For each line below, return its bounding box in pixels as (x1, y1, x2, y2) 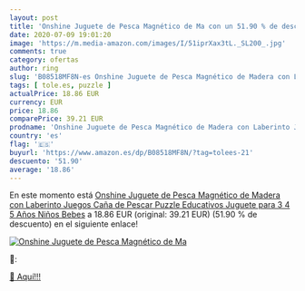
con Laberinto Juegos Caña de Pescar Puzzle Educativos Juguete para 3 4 (9, 199, 290, 210)
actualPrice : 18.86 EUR (9, 89, 100, 98)
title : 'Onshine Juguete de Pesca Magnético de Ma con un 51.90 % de (9, 22, 279, 31)
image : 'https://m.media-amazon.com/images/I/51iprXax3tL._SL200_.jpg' (9, 38, 286, 48)
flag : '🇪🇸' (9, 140, 54, 149)
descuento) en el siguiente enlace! (9, 218, 139, 229)
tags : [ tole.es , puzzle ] (9, 81, 112, 90)
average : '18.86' (9, 165, 75, 174)
